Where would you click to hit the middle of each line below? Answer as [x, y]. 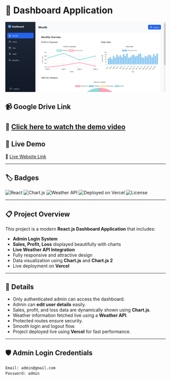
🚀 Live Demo [25, 144]
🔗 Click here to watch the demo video [65, 127]
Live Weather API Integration [44, 250]
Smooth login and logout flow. [44, 326]
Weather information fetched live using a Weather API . [70, 315]
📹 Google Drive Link [38, 107]
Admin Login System [35, 239]
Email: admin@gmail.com [31, 368]
